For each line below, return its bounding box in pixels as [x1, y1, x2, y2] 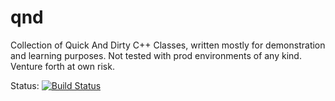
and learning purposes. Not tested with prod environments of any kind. [10, 49, 302, 61]
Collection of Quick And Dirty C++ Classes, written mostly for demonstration [10, 39, 326, 51]
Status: [10, 79, 40, 91]
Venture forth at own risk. [10, 60, 115, 72]
